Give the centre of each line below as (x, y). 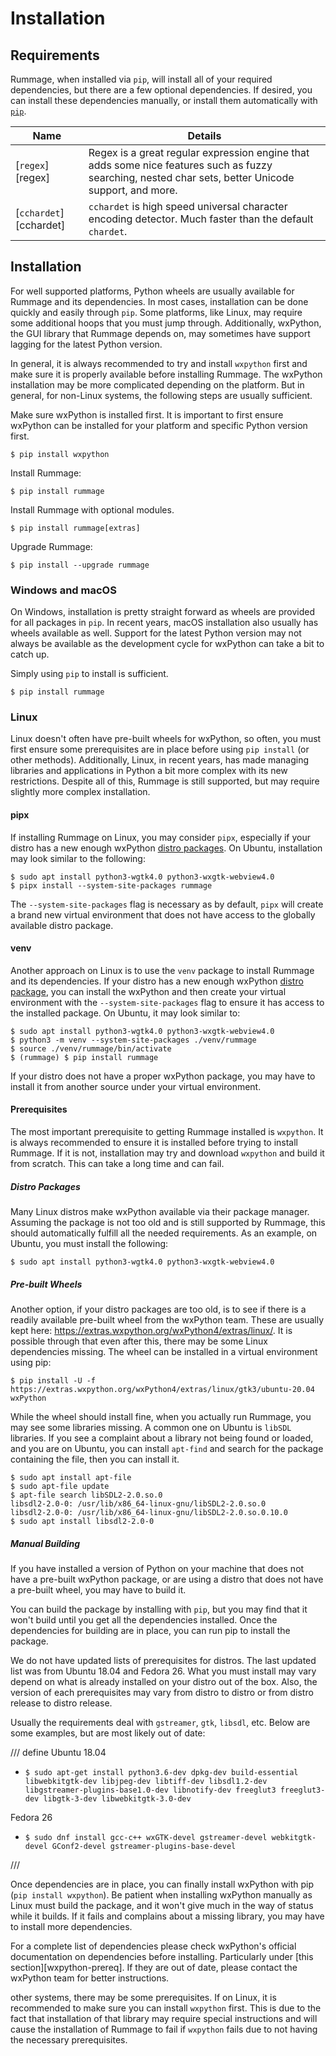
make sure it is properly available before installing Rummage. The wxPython (166, 374)
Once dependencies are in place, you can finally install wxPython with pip (162, 1884)
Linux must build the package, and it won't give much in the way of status (162, 1905)
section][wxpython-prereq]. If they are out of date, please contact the (154, 1967)
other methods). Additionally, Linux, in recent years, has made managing (160, 760)
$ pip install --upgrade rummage (80, 565)
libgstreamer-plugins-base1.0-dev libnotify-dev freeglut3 (150, 1790)
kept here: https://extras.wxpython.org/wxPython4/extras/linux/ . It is (151, 1330)
